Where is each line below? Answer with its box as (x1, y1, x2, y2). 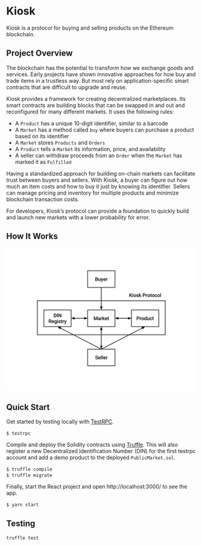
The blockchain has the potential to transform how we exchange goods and (6, 64, 194, 71)
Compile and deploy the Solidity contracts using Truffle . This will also (6, 441, 178, 448)
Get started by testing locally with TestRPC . (6, 418, 114, 425)
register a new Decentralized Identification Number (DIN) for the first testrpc (6, 448, 196, 455)
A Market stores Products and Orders (14, 139, 106, 146)
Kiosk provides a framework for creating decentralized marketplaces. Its (6, 95, 186, 102)
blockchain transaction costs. (6, 195, 80, 203)
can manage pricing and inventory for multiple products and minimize (6, 189, 179, 196)
